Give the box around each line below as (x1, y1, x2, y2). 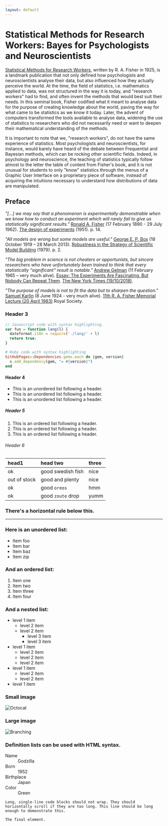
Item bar (12, 543, 30, 549)
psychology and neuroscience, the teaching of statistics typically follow (5, 156, 153, 162)
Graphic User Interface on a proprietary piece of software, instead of (5, 172, 147, 178)
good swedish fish (40, 468, 84, 475)
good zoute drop (40, 492, 79, 499)
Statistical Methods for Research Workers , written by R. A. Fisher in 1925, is (5, 67, 160, 73)
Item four (12, 593, 31, 599)
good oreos (40, 484, 67, 491)
